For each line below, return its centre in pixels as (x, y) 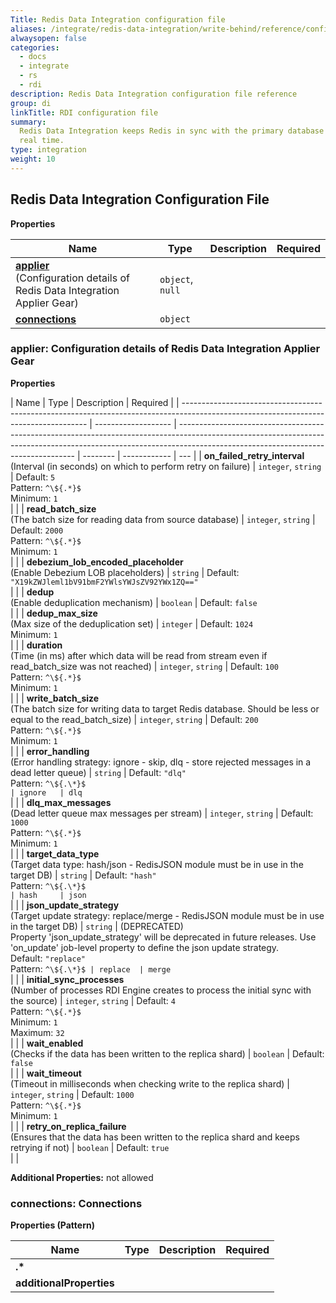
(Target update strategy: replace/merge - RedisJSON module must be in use (167, 915)
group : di (31, 103)
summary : (28, 122)
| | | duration (36, 645)
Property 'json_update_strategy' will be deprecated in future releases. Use (163, 937)
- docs (33, 57)
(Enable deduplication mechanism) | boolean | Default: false (134, 602)
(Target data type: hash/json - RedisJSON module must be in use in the (157, 864)
